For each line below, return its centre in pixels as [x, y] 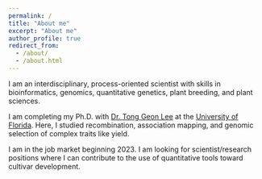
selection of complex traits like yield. [69, 133]
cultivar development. [44, 166]
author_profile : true [45, 38]
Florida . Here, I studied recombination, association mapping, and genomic [131, 125]
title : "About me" [39, 23]
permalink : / [30, 16]
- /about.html [39, 61]
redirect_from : [34, 46]
